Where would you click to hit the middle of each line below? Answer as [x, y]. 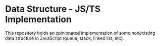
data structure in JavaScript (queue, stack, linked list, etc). [65, 38]
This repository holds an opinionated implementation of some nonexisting [80, 33]
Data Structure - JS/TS [53, 9]
